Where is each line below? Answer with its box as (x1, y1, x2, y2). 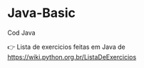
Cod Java (7, 28, 36, 37)
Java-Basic (7, 5, 76, 21)
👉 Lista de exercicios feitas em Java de (7, 42, 126, 51)
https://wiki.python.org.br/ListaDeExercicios (7, 52, 137, 61)
